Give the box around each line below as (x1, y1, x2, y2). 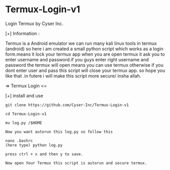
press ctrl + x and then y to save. (5, 152, 83, 157)
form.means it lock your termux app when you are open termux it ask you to (5, 51, 165, 57)
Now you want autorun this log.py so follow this (5, 129, 113, 134)
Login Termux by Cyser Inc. (5, 20, 64, 27)
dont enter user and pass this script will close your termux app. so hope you (5, 67, 165, 74)
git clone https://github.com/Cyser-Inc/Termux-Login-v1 (5, 102, 129, 108)
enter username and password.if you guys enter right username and (5, 56, 149, 62)
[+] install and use (5, 92, 43, 99)
